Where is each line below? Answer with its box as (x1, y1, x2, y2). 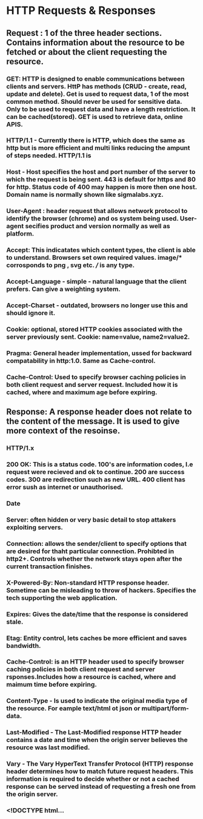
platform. (6, 229, 35, 238)
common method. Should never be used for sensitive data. (6, 97, 182, 106)
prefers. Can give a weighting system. (6, 285, 121, 293)
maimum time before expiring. (6, 681, 97, 689)
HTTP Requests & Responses (6, 4, 156, 18)
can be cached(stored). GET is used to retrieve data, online (6, 112, 183, 121)
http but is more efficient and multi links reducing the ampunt (6, 144, 190, 152)
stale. (6, 617, 24, 626)
